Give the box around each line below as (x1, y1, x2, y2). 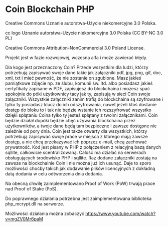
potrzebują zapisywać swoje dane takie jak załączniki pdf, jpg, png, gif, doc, (5, 69, 162, 76)
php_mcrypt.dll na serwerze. (5, 200, 64, 206)
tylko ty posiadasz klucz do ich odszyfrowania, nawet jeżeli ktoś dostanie (5, 101, 157, 107)
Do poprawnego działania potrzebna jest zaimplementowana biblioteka (5, 195, 152, 201)
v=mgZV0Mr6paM (5, 215, 44, 221)
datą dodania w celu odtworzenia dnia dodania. (5, 170, 103, 176)
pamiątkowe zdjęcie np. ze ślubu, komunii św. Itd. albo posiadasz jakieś (5, 80, 153, 86)
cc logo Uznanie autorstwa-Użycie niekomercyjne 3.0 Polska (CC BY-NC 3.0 (5, 30, 163, 36)
